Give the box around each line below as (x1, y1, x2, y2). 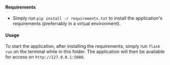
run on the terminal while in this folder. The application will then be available (5, 48, 165, 55)
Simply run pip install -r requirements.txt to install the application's (12, 15, 162, 21)
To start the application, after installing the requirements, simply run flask (5, 43, 160, 49)
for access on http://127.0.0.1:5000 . (5, 54, 85, 60)
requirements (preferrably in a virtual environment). (12, 21, 121, 27)
